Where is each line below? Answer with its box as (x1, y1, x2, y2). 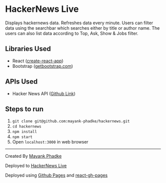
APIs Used (5, 78, 38, 86)
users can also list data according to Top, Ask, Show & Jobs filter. (5, 30, 138, 36)
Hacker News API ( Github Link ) (12, 91, 76, 96)
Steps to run (5, 105, 43, 113)
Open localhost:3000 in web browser (12, 139, 89, 145)
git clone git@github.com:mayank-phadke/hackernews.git (12, 119, 130, 124)
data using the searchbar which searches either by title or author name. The (5, 25, 160, 31)
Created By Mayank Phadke (5, 153, 62, 159)
